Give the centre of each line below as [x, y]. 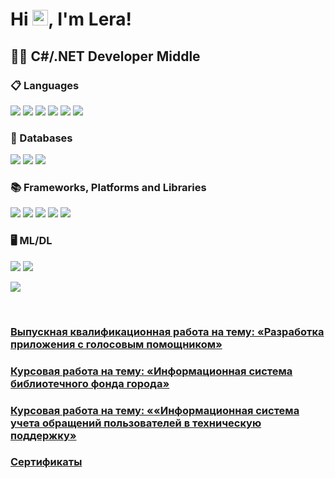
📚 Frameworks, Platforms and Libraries [108, 188]
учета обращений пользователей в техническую [136, 423]
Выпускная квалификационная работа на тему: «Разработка [167, 331]
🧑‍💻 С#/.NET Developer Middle [105, 56]
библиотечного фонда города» [90, 383]
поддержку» [43, 435]
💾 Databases [41, 138]
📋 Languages [45, 85]
